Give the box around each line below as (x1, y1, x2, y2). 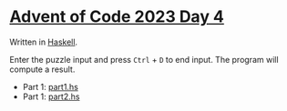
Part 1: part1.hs (22, 81, 79, 92)
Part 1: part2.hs (22, 91, 80, 102)
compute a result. (9, 64, 76, 75)
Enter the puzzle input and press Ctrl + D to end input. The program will (9, 54, 280, 65)
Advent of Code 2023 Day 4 (9, 6, 225, 27)
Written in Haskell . (9, 36, 78, 47)
